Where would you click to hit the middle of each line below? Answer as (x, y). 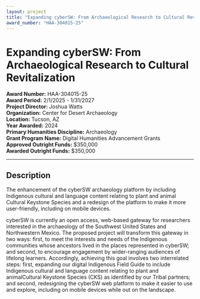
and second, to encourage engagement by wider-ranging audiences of (93, 252)
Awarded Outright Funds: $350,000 (51, 151)
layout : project (26, 12)
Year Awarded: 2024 (32, 126)
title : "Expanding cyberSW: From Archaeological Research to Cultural (96, 17)
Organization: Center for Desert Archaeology (62, 113)
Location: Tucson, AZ (33, 119)
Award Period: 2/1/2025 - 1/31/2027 (50, 100)
